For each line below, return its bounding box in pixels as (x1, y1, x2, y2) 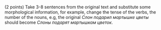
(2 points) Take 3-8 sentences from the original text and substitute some (4, 4, 151, 10)
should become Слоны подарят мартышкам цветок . (4, 19, 113, 25)
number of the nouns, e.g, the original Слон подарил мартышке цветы (4, 15, 149, 20)
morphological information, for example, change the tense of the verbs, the (4, 9, 156, 15)
